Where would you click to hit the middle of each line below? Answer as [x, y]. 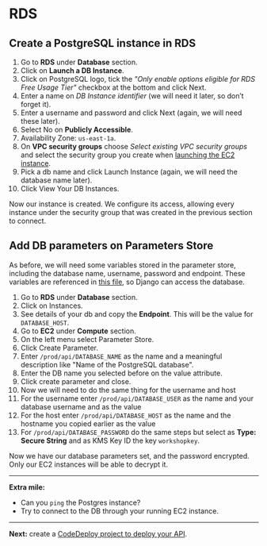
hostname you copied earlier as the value [88, 423]
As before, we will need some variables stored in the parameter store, [122, 265]
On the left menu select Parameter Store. [87, 339]
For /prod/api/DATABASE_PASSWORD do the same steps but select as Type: [138, 432]
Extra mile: [27, 487]
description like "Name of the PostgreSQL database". [107, 364]
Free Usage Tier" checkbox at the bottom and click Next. [113, 87]
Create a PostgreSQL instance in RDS [103, 43]
